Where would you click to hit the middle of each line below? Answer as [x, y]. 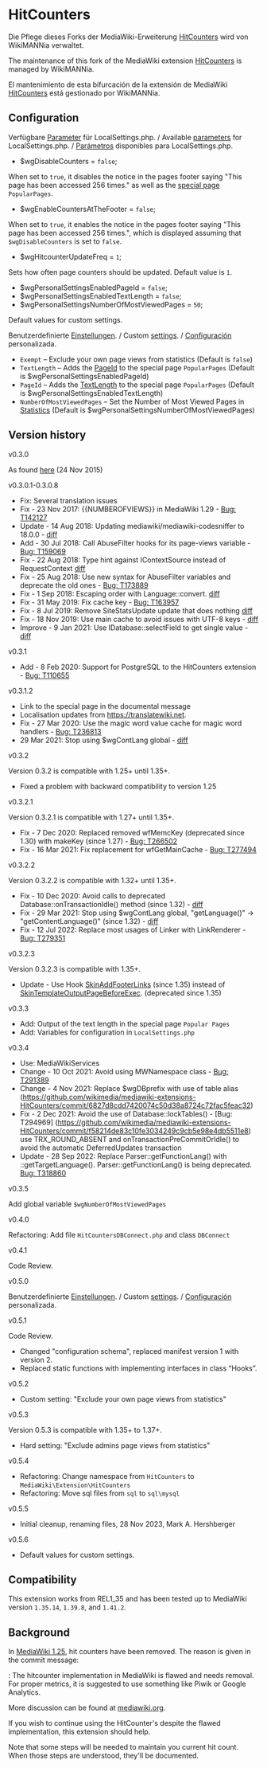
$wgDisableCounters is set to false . [65, 241]
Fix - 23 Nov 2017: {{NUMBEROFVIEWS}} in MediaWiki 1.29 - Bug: [128, 509]
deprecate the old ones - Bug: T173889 [84, 585]
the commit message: [44, 1660]
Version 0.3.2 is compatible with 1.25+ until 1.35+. [89, 771]
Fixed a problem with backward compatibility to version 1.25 [118, 786]
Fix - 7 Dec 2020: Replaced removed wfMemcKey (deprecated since [132, 832]
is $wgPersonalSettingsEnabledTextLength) [91, 393]
